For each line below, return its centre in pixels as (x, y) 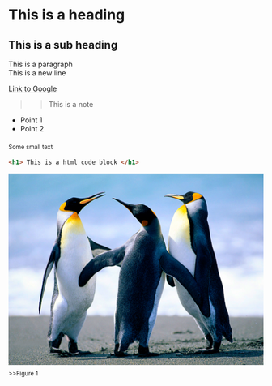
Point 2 (32, 129)
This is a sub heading (63, 45)
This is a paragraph (40, 64)
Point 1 (31, 120)
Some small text (31, 147)
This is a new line (37, 73)
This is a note (71, 104)
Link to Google (33, 88)
